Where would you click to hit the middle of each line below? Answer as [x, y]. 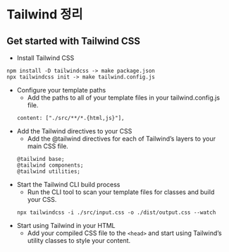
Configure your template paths [61, 90]
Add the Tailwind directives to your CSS [74, 131]
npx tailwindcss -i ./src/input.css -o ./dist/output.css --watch [116, 212]
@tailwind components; [50, 165]
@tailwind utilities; [48, 172]
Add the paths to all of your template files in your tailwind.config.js [123, 97]
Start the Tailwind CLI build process [68, 185]
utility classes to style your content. [79, 240]
